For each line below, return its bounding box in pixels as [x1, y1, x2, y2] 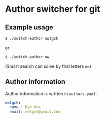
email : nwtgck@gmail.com [9, 109, 61, 114]
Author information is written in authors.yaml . [5, 90, 97, 96]
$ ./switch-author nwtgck [5, 36, 58, 41]
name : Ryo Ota [9, 105, 41, 110]
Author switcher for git [5, 3, 101, 15]
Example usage [5, 23, 53, 31]
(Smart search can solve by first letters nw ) [5, 63, 91, 69]
